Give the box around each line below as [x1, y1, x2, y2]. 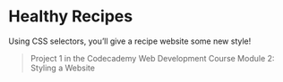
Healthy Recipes [8, 6, 133, 27]
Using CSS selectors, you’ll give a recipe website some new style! [8, 36, 252, 46]
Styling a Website [30, 62, 96, 73]
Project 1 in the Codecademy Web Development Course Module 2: [30, 53, 275, 63]
